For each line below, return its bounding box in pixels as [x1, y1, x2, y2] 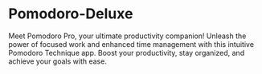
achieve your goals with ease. [8, 56, 107, 66]
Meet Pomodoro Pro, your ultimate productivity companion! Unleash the [8, 31, 247, 41]
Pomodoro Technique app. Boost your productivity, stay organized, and [8, 48, 245, 57]
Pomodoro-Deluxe [8, 5, 133, 23]
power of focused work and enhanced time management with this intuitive [8, 39, 255, 49]
